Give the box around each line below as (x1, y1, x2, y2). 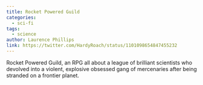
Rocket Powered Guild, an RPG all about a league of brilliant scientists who (6, 58, 193, 66)
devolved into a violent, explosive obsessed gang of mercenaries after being (6, 65, 197, 72)
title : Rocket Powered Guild (6, 8, 80, 15)
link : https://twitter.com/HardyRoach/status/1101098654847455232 (6, 43, 178, 49)
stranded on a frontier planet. (6, 72, 80, 79)
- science (12, 31, 36, 37)
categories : (6, 14, 36, 20)
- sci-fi (12, 20, 34, 26)
